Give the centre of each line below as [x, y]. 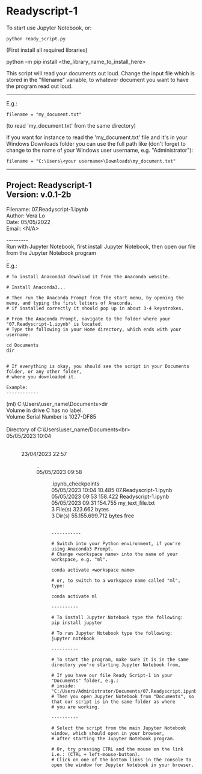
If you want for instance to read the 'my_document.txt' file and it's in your [97, 137]
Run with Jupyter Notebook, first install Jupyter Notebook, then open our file [101, 246]
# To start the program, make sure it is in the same [120, 660]
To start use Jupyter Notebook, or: [49, 28]
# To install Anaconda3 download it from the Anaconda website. [88, 276]
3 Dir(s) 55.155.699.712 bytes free [93, 516]
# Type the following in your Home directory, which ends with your [94, 329]
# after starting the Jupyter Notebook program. [113, 738]
